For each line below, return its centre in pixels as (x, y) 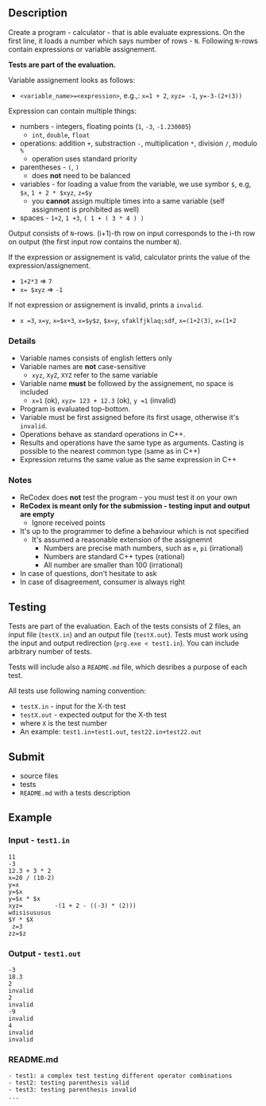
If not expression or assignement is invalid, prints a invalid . (106, 305)
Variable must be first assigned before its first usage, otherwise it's (129, 418)
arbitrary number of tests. (50, 652)
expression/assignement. (50, 265)
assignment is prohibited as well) (85, 209)
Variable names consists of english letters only (96, 358)
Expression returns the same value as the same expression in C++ (128, 460)
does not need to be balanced (81, 175)
